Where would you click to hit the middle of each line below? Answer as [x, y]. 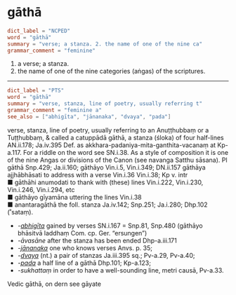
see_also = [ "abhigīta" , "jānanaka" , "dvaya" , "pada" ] [89, 116]
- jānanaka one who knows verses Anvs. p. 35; [85, 248]
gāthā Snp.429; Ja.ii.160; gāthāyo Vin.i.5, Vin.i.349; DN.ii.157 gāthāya [106, 167]
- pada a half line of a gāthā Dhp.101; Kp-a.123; [84, 263]
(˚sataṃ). [20, 212]
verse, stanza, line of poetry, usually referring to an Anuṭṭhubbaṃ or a [108, 130]
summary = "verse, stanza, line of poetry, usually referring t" [105, 104]
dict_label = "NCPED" [39, 31]
